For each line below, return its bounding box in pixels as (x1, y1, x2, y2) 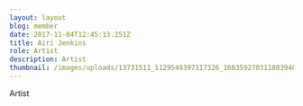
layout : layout (9, 13, 67, 22)
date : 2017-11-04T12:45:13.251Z (9, 30, 131, 39)
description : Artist (9, 55, 87, 64)
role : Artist (9, 47, 59, 56)
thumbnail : (9, 64, 50, 73)
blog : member (9, 22, 59, 31)
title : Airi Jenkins (9, 38, 87, 48)
